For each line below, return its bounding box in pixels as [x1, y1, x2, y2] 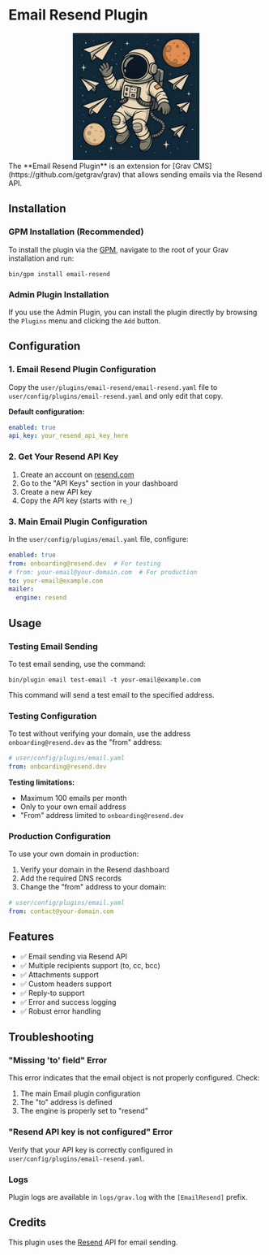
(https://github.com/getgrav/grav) [8, 169, 122, 180]
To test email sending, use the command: [8, 659, 146, 669]
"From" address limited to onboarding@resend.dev [19, 810, 184, 820]
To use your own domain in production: [8, 849, 139, 859]
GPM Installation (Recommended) [8, 226, 144, 237]
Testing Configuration [8, 710, 97, 721]
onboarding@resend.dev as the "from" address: [8, 738, 163, 747]
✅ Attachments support [19, 969, 100, 980]
